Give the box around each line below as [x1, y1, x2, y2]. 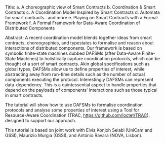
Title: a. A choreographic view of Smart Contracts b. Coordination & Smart [5, 4, 156, 10]
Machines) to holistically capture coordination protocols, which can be [17, 56, 160, 61]
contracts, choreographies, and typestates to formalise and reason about [5, 40, 154, 46]
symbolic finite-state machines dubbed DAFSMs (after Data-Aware [5, 50, 141, 56]
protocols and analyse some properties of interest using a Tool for [5, 107, 140, 113]
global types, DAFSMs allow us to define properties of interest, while [5, 66, 145, 72]
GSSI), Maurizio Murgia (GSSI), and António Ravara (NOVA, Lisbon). [5, 133, 143, 138]
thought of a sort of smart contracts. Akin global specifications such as [5, 61, 150, 67]
